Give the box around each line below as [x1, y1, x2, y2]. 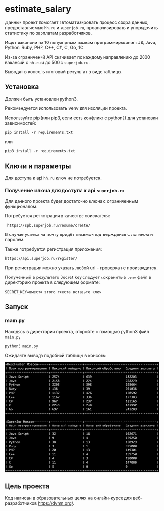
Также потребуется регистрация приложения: [5, 246, 102, 252]
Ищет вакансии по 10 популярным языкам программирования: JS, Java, [5, 39, 157, 45]
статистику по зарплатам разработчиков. [5, 30, 92, 36]
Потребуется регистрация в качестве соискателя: [5, 213, 111, 218]
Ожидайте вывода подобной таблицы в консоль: [5, 352, 107, 358]
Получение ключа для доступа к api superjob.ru [5, 187, 125, 194]
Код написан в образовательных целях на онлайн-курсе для [5, 495, 132, 501]
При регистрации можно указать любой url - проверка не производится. [5, 265, 158, 271]
